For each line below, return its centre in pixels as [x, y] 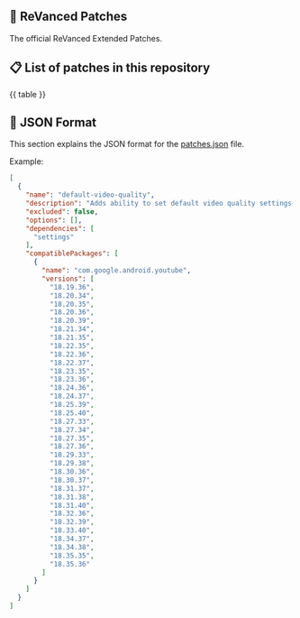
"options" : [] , [54, 220]
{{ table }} [28, 94]
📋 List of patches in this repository [110, 68]
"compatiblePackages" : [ [72, 254]
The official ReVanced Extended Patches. [86, 38]
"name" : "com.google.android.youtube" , [117, 271]
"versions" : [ [68, 279]
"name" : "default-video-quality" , [90, 195]
